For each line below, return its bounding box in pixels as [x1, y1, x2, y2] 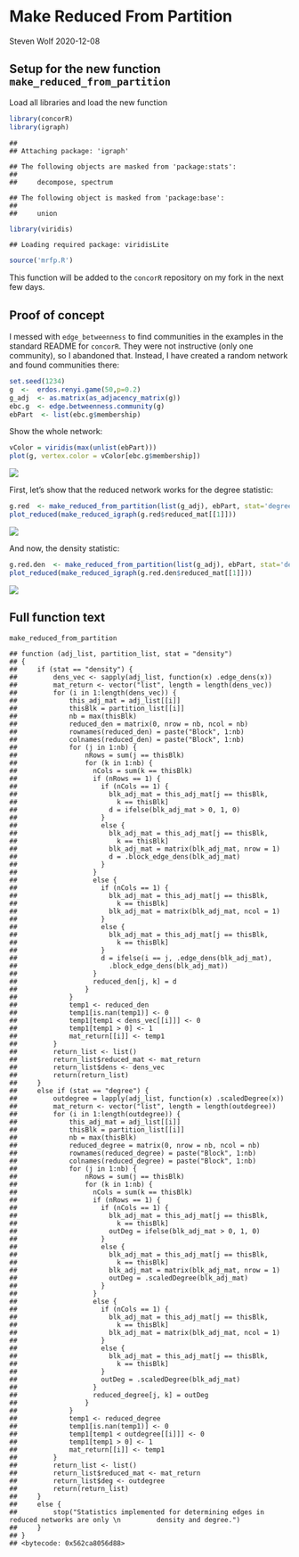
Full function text [9, 610, 105, 625]
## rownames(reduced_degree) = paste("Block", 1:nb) [9, 1149, 256, 1158]
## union [9, 209, 58, 218]
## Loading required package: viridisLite [9, 241, 169, 250]
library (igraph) [9, 122, 69, 131]
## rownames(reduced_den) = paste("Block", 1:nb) [9, 728, 245, 737]
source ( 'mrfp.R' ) [9, 256, 74, 265]
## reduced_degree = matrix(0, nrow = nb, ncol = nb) [9, 1141, 261, 1150]
